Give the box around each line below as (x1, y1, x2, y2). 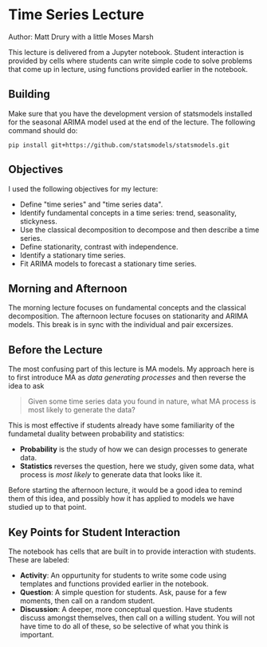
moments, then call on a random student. (19, 596, 155, 606)
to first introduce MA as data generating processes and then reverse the (8, 373, 246, 382)
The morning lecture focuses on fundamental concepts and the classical (8, 303, 246, 313)
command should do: (8, 125, 78, 135)
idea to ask (8, 381, 45, 391)
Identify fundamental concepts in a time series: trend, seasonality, (19, 207, 237, 217)
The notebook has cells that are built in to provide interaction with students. (8, 546, 257, 556)
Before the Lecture (8, 343, 104, 357)
